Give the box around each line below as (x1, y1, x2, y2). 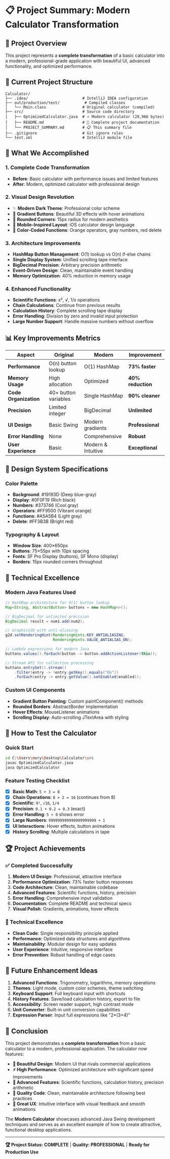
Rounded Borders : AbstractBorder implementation (12, 704, 118, 710)
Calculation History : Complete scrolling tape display (12, 308, 122, 314)
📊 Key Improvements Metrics (5, 334, 101, 342)
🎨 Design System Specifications (5, 465, 109, 473)
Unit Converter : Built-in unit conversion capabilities (12, 1007, 120, 1013)
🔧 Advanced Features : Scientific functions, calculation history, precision (12, 1079, 164, 1085)
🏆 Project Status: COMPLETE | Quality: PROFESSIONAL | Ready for (5, 1142, 150, 1148)
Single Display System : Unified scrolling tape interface (12, 257, 128, 263)
